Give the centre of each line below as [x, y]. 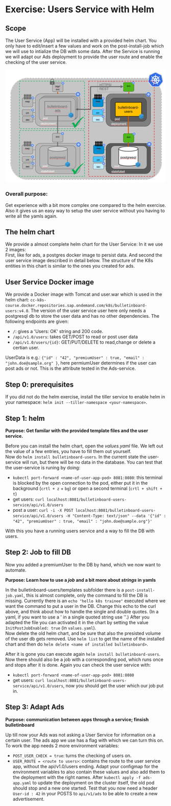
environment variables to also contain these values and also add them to [89, 772]
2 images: [16, 250]
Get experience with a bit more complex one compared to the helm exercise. [86, 205]
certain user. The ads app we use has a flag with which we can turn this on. [85, 740]
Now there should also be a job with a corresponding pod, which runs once [84, 659]
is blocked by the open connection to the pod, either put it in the [80, 483]
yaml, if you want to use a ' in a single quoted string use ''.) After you [77, 617]
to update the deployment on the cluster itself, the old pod [93, 783]
